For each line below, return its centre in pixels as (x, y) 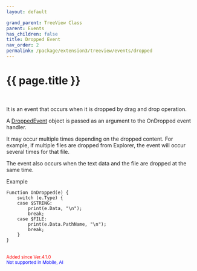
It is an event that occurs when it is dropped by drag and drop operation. (97, 109)
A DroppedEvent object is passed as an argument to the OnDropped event (99, 121)
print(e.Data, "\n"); (55, 208)
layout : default (27, 12)
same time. (20, 170)
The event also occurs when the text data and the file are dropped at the (96, 163)
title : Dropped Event (34, 40)
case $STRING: (35, 203)
